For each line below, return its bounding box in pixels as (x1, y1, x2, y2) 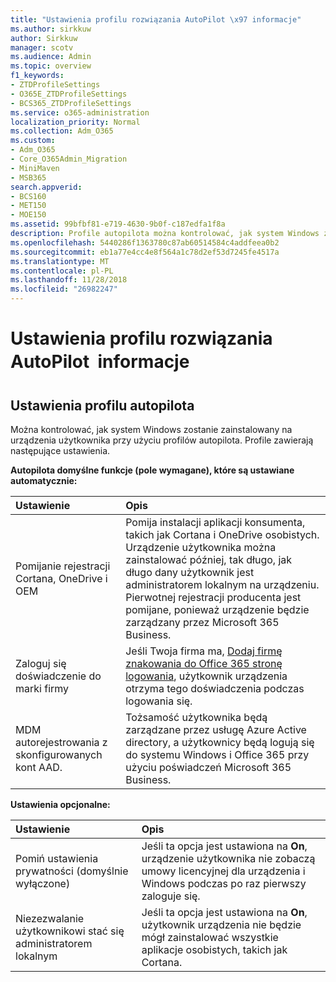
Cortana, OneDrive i (15, 572, 108, 585)
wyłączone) (15, 877, 71, 890)
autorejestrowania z (15, 736, 108, 749)
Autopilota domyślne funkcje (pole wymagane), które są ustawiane (10, 464, 295, 476)
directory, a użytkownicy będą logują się (125, 736, 315, 749)
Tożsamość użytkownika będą (125, 711, 268, 724)
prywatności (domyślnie (15, 864, 129, 878)
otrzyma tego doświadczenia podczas (125, 682, 305, 695)
